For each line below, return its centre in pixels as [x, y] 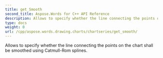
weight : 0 [15, 27]
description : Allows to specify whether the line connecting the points [80, 18]
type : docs [16, 23]
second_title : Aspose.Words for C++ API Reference [57, 14]
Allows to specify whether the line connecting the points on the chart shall [79, 45]
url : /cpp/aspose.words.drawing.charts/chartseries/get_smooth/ [71, 32]
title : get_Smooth [24, 9]
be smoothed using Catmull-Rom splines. [46, 50]
